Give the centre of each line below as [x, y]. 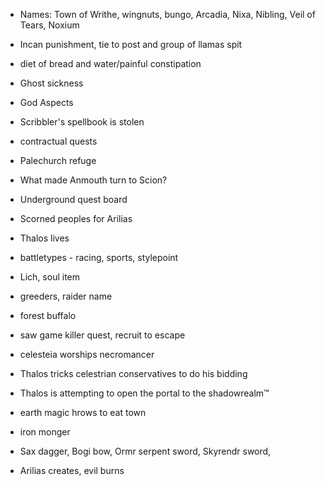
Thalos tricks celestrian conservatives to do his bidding [133, 373]
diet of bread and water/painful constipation [110, 63]
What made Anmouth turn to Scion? [93, 180]
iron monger [45, 432]
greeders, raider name [66, 296]
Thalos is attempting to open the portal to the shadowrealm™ [144, 393]
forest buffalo [48, 315]
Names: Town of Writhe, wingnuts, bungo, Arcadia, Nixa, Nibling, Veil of [167, 14]
